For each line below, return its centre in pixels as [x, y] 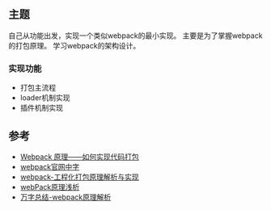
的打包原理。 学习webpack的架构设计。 [74, 45]
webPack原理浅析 [50, 187]
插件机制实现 [41, 108]
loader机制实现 [45, 98]
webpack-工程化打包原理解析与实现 [79, 177]
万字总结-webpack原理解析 [66, 197]
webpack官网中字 [49, 166]
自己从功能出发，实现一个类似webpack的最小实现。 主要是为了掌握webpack [135, 36]
